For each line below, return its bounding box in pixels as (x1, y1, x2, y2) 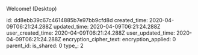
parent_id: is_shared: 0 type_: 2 (6, 42, 84, 49)
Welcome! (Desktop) (6, 5, 57, 12)
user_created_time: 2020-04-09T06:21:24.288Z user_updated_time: (6, 29, 176, 36)
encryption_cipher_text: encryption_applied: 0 (62, 36, 176, 42)
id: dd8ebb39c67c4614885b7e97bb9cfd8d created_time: (6, 17, 149, 23)
